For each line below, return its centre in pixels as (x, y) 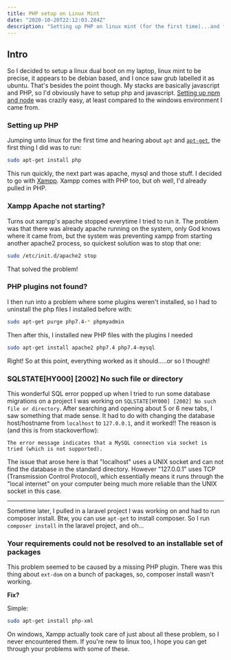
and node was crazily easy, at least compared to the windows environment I (115, 100)
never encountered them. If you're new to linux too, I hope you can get (107, 641)
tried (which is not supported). (55, 449)
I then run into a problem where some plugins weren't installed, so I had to (112, 301)
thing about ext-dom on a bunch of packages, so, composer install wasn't (111, 574)
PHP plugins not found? (47, 287)
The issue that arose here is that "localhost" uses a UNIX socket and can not (115, 461)
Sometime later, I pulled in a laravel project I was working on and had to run (113, 510)
